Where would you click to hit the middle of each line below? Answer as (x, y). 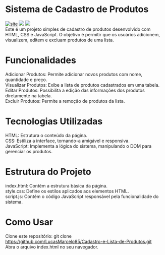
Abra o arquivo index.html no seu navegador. (52, 247)
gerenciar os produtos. (29, 151)
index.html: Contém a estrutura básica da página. (56, 185)
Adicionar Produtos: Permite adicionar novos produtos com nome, (74, 74)
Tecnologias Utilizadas (54, 121)
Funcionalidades (41, 60)
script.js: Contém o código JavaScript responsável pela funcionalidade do (82, 196)
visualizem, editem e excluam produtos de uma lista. (60, 40)
